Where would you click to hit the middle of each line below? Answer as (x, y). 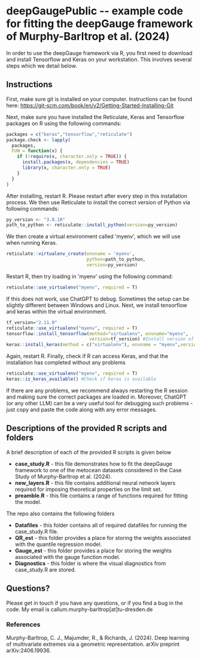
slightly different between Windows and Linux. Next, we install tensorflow (97, 305)
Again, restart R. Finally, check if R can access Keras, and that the (87, 356)
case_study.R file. (36, 532)
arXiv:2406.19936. (29, 650)
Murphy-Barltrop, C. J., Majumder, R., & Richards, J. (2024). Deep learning (98, 637)
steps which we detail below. (42, 66)
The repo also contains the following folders (60, 514)
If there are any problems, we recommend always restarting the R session (97, 390)
